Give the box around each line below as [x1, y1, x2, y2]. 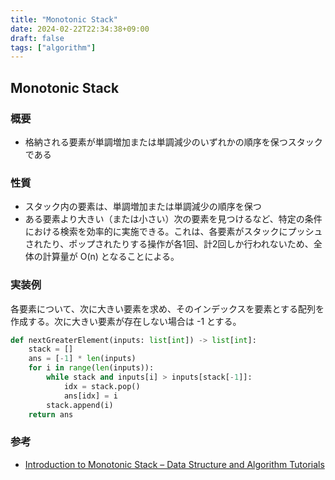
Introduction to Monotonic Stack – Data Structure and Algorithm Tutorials [24, 458, 325, 470]
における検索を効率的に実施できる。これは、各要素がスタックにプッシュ [24, 226, 323, 238]
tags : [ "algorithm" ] [10, 42, 97, 53]
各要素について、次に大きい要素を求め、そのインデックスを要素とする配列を [10, 302, 325, 315]
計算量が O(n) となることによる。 [42, 251, 180, 263]
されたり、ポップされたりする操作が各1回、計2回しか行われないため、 [24, 238, 314, 250]
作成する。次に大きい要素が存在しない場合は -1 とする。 [10, 315, 242, 327]
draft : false [10, 33, 65, 43]
